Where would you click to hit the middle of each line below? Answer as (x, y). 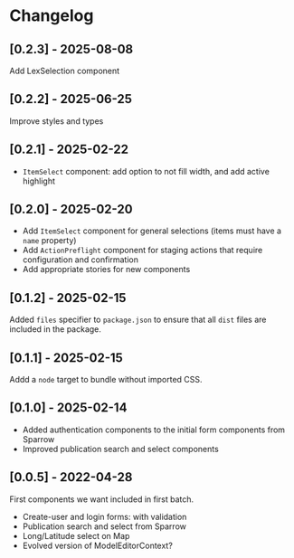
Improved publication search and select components (120, 449)
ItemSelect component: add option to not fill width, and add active (146, 171)
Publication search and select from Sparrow (104, 526)
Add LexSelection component (65, 71)
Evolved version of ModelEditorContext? (98, 545)
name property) (49, 241)
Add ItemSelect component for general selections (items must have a (152, 231)
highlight (39, 181)
